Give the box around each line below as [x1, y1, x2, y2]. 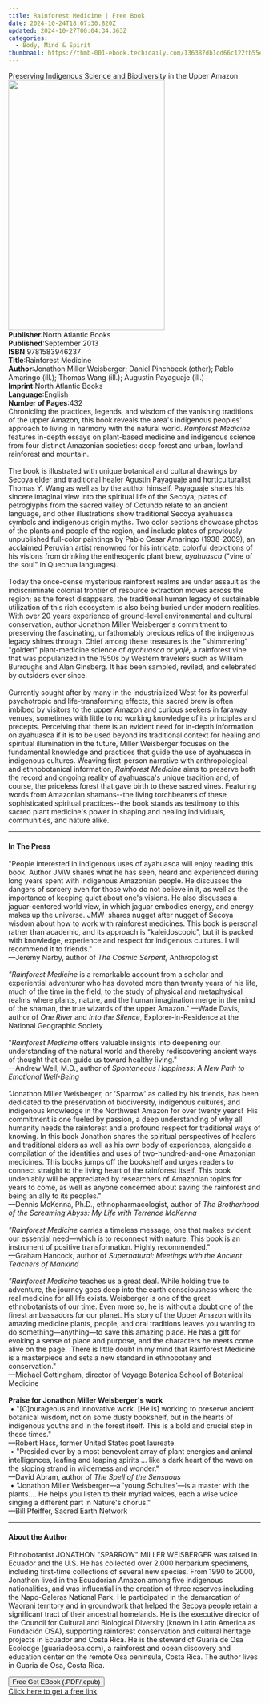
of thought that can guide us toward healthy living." [8, 1055, 178, 1064]
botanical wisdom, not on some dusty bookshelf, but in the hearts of [8, 1412, 234, 1423]
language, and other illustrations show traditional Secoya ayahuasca [8, 509, 234, 518]
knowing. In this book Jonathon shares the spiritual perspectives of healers [8, 1132, 256, 1141]
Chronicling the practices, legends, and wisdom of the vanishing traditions [8, 406, 254, 416]
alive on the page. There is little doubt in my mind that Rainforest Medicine [8, 1344, 255, 1355]
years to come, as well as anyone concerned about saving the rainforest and [8, 1183, 261, 1193]
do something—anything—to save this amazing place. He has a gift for [8, 1327, 241, 1337]
